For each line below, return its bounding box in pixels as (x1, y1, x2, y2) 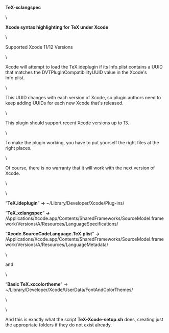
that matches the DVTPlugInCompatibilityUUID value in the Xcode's (5, 69, 147, 75)
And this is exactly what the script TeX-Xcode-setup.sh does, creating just (5, 317, 163, 322)
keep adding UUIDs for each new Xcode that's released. (5, 100, 124, 106)
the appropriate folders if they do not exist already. (5, 322, 112, 328)
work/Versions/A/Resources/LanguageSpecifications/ (5, 221, 118, 227)
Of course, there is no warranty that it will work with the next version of (5, 165, 155, 171)
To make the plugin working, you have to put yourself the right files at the (5, 140, 159, 145)
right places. (5, 145, 32, 151)
